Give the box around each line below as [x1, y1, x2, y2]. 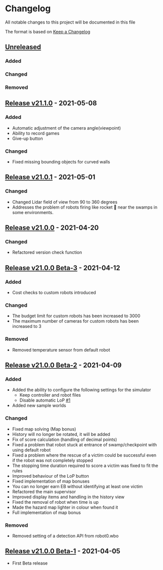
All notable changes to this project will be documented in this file [5, 19, 136, 25]
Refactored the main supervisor [12, 489, 76, 494]
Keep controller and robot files [19, 392, 81, 398]
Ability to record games [12, 130, 60, 136]
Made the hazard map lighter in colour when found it [12, 504, 118, 510]
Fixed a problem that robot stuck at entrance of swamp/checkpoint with [12, 441, 157, 447]
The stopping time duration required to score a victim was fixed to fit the [12, 462, 158, 468]
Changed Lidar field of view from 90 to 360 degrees [12, 199, 117, 205]
